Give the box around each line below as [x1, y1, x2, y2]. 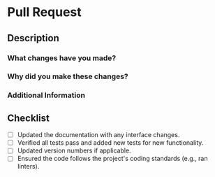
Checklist [7, 112, 50, 124]
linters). [17, 162, 40, 171]
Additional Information [7, 90, 86, 100]
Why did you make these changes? [7, 71, 128, 81]
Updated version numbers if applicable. [17, 146, 131, 155]
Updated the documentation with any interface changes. [17, 131, 180, 139]
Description [7, 32, 59, 44]
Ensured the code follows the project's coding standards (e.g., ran [17, 155, 208, 163]
